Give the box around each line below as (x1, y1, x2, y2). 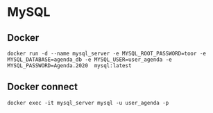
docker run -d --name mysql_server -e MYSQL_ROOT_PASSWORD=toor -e (7, 50, 207, 57)
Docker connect (7, 81, 78, 93)
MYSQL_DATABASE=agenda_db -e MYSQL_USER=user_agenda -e (7, 56, 172, 63)
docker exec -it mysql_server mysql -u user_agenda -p (7, 99, 169, 106)
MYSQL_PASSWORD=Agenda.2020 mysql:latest (7, 62, 132, 69)
